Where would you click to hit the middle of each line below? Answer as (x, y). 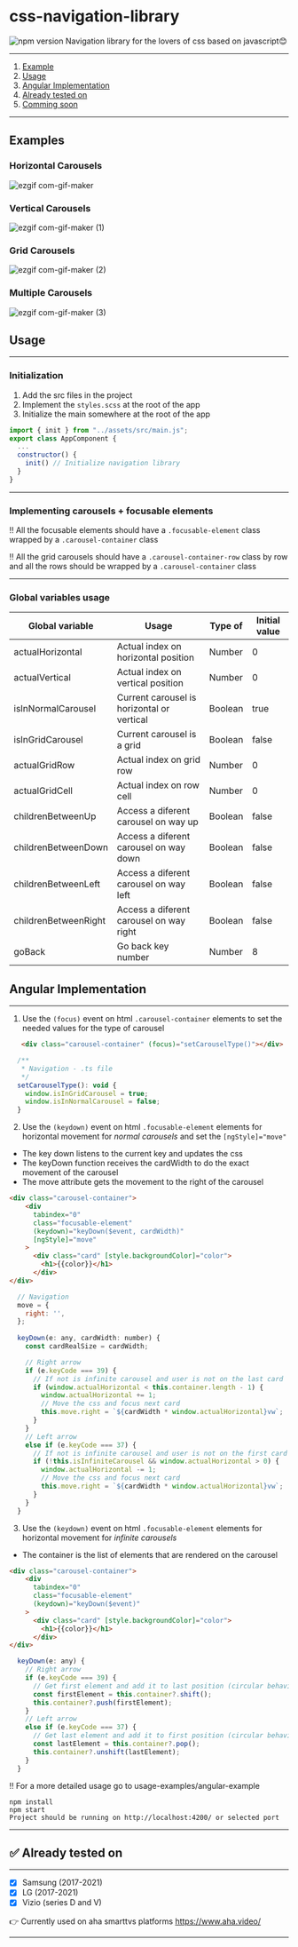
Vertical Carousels (50, 208)
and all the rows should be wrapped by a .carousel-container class (133, 567)
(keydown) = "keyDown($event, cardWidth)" (108, 1231)
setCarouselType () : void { (67, 1085)
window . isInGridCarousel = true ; (87, 1093)
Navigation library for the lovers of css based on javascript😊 (176, 41)
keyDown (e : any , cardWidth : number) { (89, 1339)
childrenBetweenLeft (57, 884)
